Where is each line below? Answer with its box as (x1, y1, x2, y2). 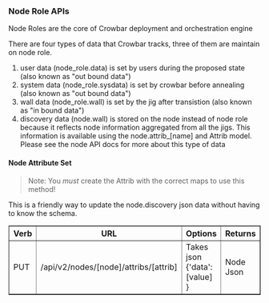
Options (185, 228, 218, 239)
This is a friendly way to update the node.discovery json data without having (8, 200, 260, 209)
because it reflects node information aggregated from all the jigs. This (19, 122, 251, 133)
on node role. (8, 48, 52, 58)
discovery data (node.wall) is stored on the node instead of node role (19, 114, 248, 124)
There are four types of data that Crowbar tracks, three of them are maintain (8, 39, 260, 49)
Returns (225, 228, 256, 239)
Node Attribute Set (8, 157, 72, 167)
